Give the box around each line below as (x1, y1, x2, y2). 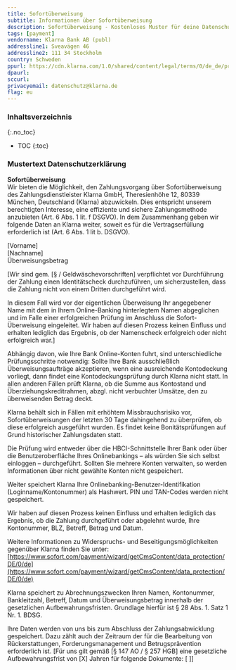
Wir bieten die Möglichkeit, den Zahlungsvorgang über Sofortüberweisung (7, 182, 223, 191)
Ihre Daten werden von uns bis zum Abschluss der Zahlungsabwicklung (7, 624, 215, 633)
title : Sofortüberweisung (7, 10, 83, 18)
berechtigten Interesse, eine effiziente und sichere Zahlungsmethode (7, 205, 207, 213)
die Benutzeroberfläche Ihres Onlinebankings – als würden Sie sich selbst (7, 451, 220, 460)
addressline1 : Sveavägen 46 (7, 43, 90, 50)
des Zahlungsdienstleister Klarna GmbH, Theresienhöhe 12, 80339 (7, 190, 200, 198)
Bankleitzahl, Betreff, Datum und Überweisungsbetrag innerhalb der (7, 595, 204, 604)
